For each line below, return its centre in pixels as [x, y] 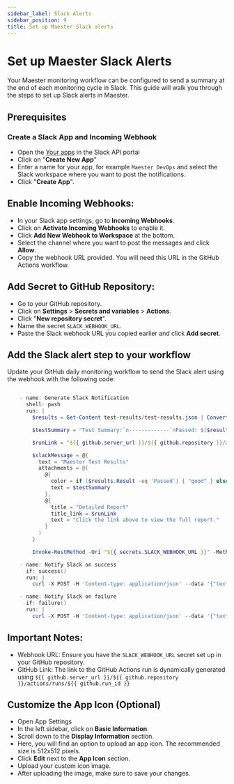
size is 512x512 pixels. [49, 751]
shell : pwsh [43, 405]
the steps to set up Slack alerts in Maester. [68, 95]
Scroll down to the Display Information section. [86, 737]
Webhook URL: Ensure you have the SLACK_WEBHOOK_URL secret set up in [119, 654]
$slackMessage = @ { [61, 455]
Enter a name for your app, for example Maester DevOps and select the [117, 167]
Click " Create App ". [46, 182]
